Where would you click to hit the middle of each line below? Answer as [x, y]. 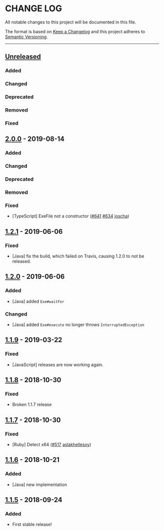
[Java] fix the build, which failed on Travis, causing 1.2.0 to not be [78, 256]
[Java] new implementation [40, 485]
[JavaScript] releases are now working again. [58, 365]
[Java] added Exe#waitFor [38, 301]
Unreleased [23, 57]
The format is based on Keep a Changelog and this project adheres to [75, 31]
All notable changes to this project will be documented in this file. [71, 22]
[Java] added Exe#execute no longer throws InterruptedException [78, 324]
